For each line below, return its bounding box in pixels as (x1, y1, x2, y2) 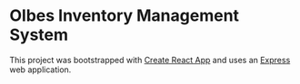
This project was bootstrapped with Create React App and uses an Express (9, 54, 291, 65)
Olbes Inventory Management (9, 5, 239, 26)
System (9, 24, 69, 45)
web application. (9, 64, 72, 75)
